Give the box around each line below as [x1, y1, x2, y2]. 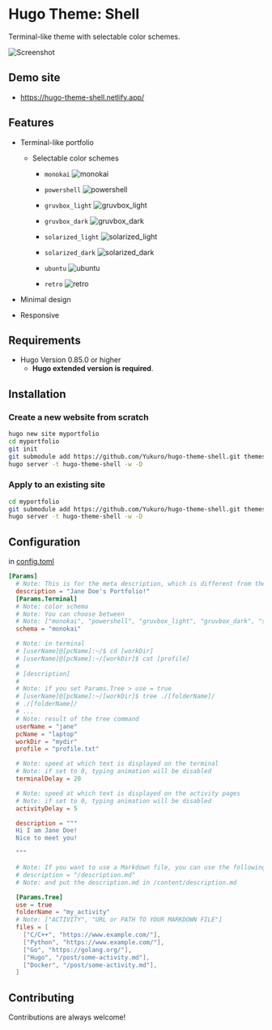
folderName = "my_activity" [15, 908, 111, 917]
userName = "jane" [15, 722, 79, 730]
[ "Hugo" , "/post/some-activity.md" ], [23, 953, 151, 961]
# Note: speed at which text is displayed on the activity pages [15, 789, 241, 797]
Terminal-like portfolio [19, 137, 95, 147]
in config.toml [8, 557, 54, 566]
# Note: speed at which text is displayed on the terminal [15, 759, 219, 768]
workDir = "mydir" [15, 737, 79, 746]
